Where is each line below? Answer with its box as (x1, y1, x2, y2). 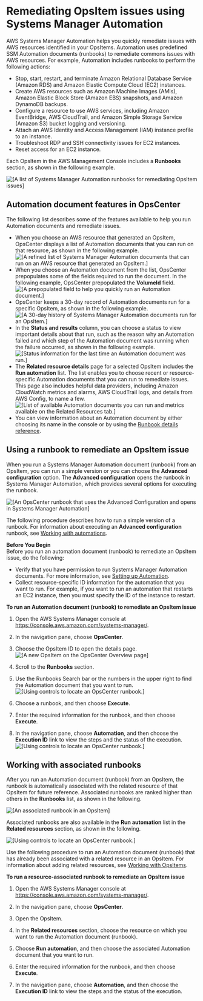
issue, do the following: (6, 554, 65, 561)
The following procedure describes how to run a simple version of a (6, 517, 176, 524)
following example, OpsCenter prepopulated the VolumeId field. (15, 279, 175, 286)
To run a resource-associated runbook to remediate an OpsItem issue (6, 873, 185, 880)
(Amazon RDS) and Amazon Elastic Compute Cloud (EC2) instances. (15, 81, 186, 89)
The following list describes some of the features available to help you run (6, 215, 191, 223)
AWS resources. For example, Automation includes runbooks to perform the (6, 56, 196, 64)
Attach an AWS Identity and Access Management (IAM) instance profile (15, 126, 194, 133)
